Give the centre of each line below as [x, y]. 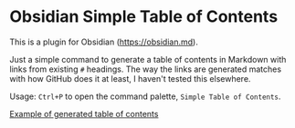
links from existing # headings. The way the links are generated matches [145, 69]
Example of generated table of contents [84, 113]
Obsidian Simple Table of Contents [144, 17]
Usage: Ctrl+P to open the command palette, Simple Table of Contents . [145, 96]
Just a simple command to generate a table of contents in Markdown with [148, 59]
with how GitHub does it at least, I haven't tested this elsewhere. [130, 78]
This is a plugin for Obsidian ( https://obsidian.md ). [104, 42]
